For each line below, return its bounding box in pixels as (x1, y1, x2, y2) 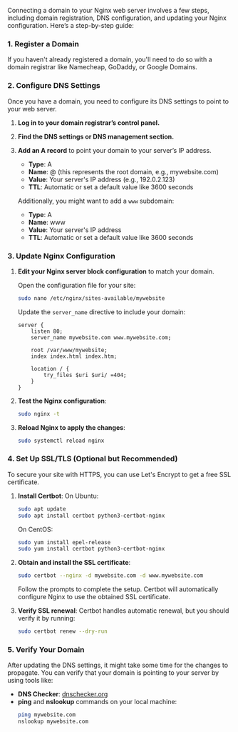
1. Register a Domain (7, 39, 80, 49)
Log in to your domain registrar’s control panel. (17, 118, 160, 127)
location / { (31, 365, 70, 372)
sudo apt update (17, 505, 66, 513)
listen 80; (31, 328, 63, 335)
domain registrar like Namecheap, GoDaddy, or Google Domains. (7, 63, 198, 71)
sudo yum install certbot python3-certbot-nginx (17, 546, 165, 553)
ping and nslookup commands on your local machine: (17, 698, 177, 706)
